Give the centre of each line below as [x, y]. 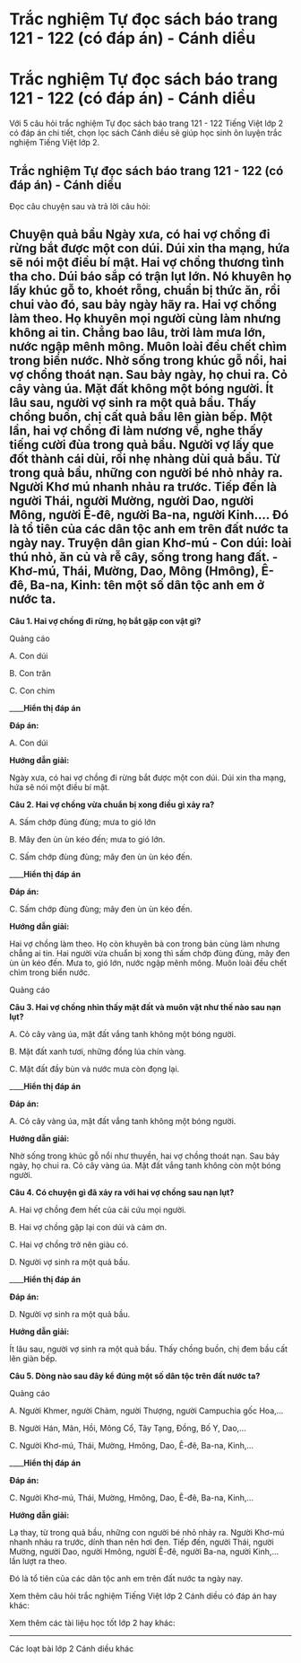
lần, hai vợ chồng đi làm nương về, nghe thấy [136, 431]
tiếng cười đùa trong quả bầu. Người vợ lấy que [142, 445]
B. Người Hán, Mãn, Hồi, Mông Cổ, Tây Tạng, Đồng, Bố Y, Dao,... [128, 1428]
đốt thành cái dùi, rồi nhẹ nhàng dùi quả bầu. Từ [145, 459]
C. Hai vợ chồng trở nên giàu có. [69, 1245]
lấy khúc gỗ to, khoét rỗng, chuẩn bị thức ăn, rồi [145, 290]
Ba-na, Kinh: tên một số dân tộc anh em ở [147, 585]
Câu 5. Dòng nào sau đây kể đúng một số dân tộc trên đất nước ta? [135, 1376]
